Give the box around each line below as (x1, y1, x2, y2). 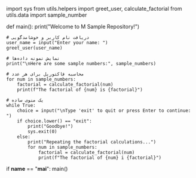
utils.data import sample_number (6, 11, 87, 19)
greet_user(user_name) (6, 45, 63, 51)
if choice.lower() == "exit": (17, 118, 93, 124)
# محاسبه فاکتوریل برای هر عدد (6, 71, 84, 77)
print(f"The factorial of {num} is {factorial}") (17, 87, 143, 93)
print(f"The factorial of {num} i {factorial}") (38, 155, 162, 161)
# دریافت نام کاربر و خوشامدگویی (6, 35, 90, 41)
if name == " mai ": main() (6, 165, 68, 172)
